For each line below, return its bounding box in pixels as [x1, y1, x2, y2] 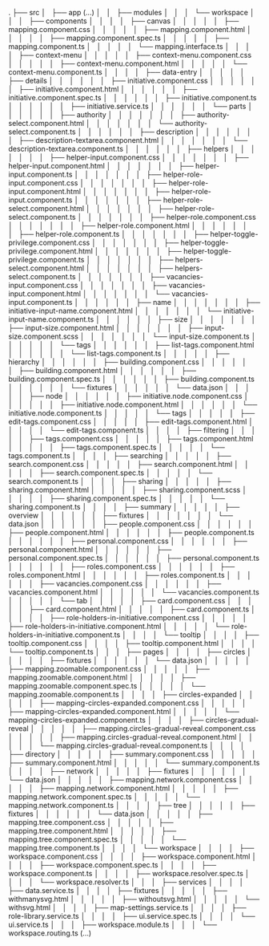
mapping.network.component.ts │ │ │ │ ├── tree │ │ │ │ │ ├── [8, 801, 255, 810]
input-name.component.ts [8, 315, 94, 324]
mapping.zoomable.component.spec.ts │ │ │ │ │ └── [8, 681, 206, 690]
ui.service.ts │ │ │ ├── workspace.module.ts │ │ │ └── [8, 920, 218, 929]
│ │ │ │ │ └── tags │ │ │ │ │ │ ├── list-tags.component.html [8, 340, 255, 349]
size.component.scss [8, 331, 78, 341]
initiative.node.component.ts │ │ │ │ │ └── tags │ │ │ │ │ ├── [8, 408, 255, 417]
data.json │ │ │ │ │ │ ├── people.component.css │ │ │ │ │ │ [8, 519, 253, 529]
